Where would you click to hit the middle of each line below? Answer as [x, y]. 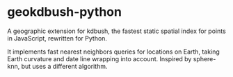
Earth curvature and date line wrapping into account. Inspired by [99, 58]
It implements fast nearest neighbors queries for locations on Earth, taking [114, 52]
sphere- [204, 58]
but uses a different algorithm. [64, 66]
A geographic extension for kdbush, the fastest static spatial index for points [116, 31]
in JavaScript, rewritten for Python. [57, 38]
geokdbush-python [64, 12]
